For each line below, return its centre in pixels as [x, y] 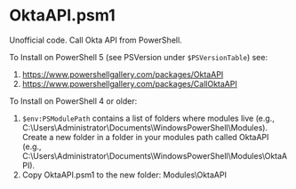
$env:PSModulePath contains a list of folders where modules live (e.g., [148, 118]
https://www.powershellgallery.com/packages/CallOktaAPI [129, 83]
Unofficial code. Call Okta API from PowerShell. [96, 40]
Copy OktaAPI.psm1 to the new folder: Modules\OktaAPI [124, 175]
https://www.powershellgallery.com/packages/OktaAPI [123, 74]
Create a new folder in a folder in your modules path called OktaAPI [145, 137]
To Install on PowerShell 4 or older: [73, 101]
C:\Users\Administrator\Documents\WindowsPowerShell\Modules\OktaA [155, 155]
